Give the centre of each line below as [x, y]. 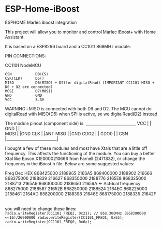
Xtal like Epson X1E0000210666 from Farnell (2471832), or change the [75, 159]
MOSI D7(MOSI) [29, 91]
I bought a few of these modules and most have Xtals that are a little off [76, 148]
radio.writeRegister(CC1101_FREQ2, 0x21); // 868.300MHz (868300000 [75, 213]
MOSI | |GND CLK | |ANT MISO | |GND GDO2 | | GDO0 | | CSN [66, 133]
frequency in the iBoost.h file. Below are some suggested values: [70, 163]
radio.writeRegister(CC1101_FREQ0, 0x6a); [48, 222]
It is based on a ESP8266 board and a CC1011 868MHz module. [68, 46]
